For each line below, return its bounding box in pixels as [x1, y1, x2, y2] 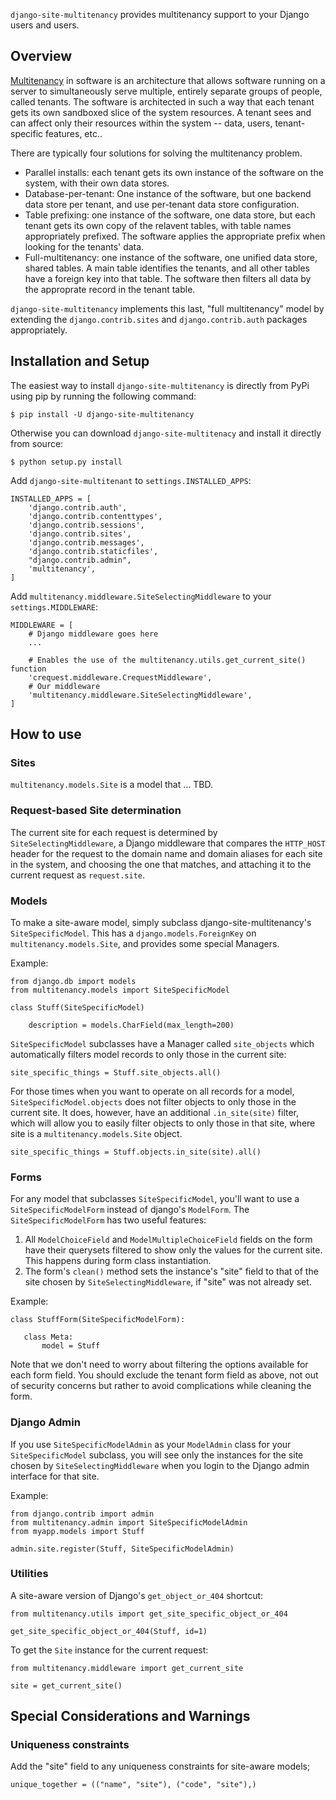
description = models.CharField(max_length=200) [28, 1020, 235, 1030]
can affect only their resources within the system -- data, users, [10, 117, 273, 129]
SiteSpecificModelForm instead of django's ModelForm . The [10, 1204, 250, 1216]
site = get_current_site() [10, 1680, 123, 1691]
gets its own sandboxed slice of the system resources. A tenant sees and [10, 106, 312, 118]
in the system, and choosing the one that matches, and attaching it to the [10, 858, 312, 870]
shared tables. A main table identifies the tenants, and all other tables [24, 262, 310, 274]
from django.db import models [10, 976, 137, 986]
